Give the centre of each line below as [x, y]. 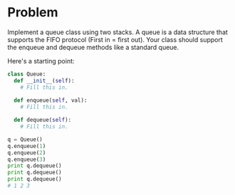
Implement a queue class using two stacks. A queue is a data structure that [117, 32]
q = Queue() [25, 139]
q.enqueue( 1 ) [27, 146]
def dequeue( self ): [43, 120]
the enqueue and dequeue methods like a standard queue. [93, 47]
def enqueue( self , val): [51, 100]
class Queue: [27, 74]
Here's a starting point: [41, 60]
